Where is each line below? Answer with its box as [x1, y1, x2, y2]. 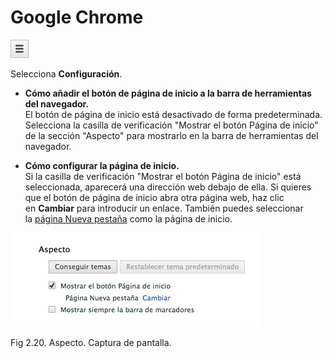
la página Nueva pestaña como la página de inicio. [24, 212, 233, 225]
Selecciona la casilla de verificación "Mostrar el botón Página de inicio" [24, 119, 319, 131]
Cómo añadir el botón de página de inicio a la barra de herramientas [24, 87, 312, 99]
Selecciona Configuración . [10, 67, 123, 80]
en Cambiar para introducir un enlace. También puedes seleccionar [24, 202, 304, 214]
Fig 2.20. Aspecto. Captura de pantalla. [10, 336, 172, 348]
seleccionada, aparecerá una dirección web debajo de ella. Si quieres [24, 181, 312, 193]
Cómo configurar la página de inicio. [24, 159, 180, 171]
